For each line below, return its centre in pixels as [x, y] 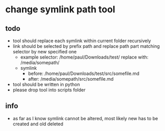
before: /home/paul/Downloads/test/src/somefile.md [84, 73]
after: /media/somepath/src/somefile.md [71, 79]
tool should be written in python [46, 84]
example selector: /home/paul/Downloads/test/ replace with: [84, 57]
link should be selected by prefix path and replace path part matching [86, 46]
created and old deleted [38, 124]
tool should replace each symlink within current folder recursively [82, 41]
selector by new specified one [45, 52]
